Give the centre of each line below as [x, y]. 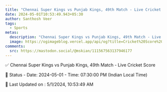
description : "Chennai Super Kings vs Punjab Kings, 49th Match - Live [85, 37]
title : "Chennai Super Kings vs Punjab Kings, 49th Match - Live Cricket [83, 10]
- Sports [19, 28]
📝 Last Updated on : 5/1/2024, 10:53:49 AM [49, 84]
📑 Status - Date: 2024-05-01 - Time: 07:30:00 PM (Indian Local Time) [76, 75]
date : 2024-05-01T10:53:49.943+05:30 [44, 14]
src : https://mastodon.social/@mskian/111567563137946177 [71, 51]
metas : [12, 32]
